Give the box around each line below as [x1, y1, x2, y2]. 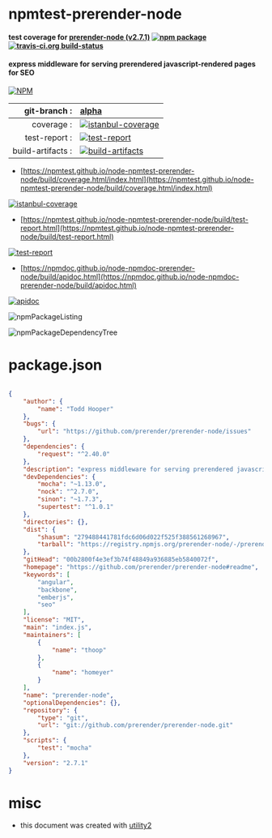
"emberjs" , [37, 593, 74, 601]
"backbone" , [37, 585, 79, 594]
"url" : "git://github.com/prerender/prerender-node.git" [37, 721, 233, 729]
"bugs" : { [23, 420, 57, 428]
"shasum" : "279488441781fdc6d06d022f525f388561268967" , [37, 532, 230, 541]
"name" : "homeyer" [51, 669, 114, 677]
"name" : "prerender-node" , [23, 690, 114, 699]
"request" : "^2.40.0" [37, 450, 111, 458]
